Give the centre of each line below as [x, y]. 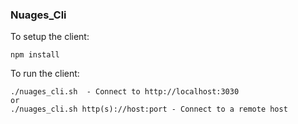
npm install [35, 55]
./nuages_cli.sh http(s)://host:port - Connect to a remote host [149, 109]
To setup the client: [50, 37]
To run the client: [45, 74]
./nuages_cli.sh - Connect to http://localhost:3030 [125, 92]
